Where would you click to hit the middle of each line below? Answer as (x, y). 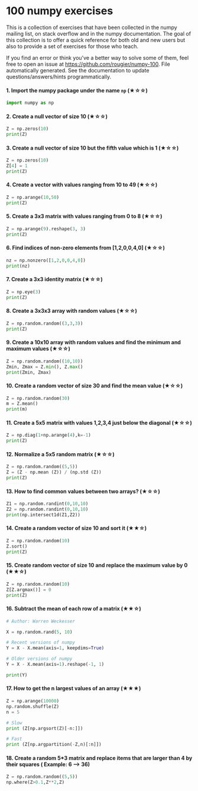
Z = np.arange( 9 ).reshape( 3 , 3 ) (46, 229)
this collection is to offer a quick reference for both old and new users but (96, 40)
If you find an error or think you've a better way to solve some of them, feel (98, 58)
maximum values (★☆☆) (38, 349)
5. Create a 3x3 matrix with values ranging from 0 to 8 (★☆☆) (84, 216)
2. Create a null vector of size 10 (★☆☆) (57, 116)
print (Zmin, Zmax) (29, 372)
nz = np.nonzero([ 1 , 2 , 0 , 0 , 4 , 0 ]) (46, 260)
